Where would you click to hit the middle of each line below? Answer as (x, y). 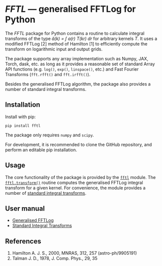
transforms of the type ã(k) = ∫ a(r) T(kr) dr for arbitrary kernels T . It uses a (81, 39)
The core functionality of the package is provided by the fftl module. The (81, 177)
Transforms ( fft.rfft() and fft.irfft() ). (48, 74)
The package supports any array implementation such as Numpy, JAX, (77, 58)
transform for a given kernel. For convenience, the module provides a (75, 188)
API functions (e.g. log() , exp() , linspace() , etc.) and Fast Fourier (72, 69)
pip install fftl (23, 126)
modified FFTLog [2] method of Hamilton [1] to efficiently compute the (76, 44)
